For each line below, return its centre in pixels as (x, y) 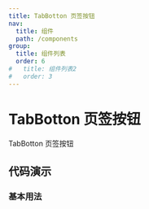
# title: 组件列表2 (43, 69)
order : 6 (31, 62)
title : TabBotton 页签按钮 (52, 16)
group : (20, 46)
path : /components (47, 39)
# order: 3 (31, 76)
